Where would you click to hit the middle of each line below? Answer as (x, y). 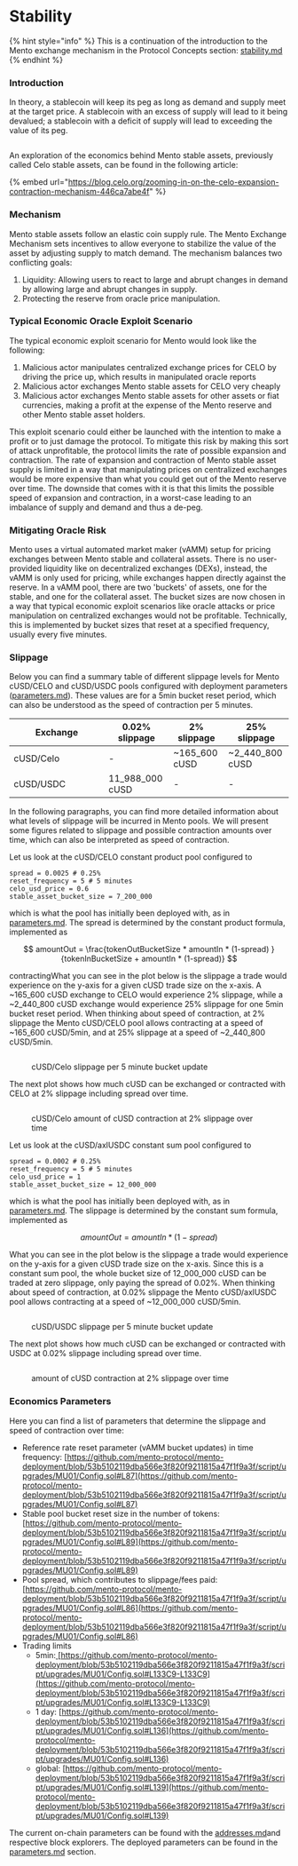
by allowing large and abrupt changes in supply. (110, 289)
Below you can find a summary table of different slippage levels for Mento (144, 677)
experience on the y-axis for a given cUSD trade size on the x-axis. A (135, 985)
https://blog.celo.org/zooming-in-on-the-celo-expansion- (173, 182)
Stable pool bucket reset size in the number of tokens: (121, 1513)
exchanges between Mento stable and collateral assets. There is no (133, 559)
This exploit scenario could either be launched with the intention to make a (145, 432)
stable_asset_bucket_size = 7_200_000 (81, 897)
